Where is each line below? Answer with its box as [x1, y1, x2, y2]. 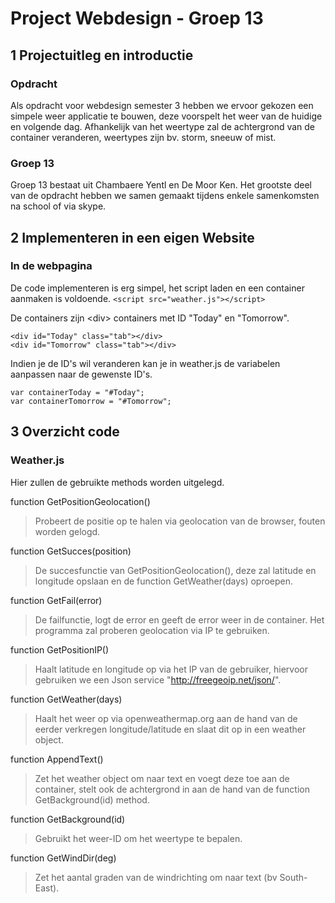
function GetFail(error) [10, 594, 103, 606]
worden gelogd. [34, 525, 101, 537]
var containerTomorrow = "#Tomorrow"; [10, 396, 172, 406]
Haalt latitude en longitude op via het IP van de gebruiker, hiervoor [34, 663, 308, 675]
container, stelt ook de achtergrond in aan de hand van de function [34, 783, 310, 795]
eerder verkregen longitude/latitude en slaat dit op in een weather [34, 723, 307, 735]
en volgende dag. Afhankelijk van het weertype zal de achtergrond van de [10, 120, 316, 132]
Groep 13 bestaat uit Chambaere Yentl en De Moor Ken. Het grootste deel [10, 179, 312, 191]
